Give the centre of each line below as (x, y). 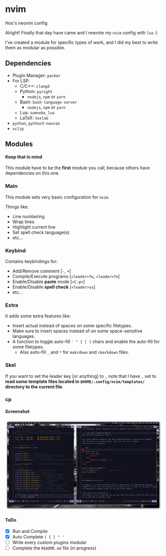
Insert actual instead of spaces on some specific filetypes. (72, 326)
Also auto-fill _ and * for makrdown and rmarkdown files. (74, 352)
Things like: (17, 207)
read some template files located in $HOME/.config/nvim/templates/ (75, 381)
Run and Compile (30, 531)
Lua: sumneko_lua (37, 112)
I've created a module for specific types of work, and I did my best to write (82, 42)
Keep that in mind (24, 157)
